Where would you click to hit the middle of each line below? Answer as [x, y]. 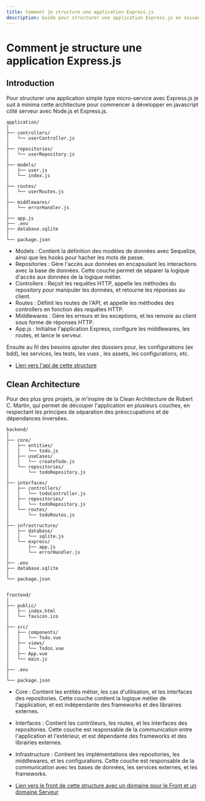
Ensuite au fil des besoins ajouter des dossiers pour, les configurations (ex [100, 347]
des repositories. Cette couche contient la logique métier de [91, 699]
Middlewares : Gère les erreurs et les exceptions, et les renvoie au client [106, 315]
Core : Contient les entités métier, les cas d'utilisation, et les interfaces [104, 692]
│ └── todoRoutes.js [41, 515]
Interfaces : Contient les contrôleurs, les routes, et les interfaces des [101, 723]
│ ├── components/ [33, 633]
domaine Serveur [37, 792]
